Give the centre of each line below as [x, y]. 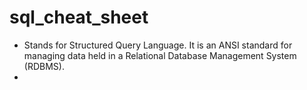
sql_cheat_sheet [79, 17]
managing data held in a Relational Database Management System [160, 55]
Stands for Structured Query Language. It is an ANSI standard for [158, 45]
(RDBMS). [44, 66]
